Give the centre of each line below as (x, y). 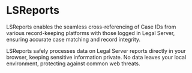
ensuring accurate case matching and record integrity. (73, 39)
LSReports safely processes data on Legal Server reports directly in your (96, 50)
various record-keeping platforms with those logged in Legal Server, (91, 33)
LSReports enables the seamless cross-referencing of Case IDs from (91, 27)
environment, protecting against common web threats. (73, 64)
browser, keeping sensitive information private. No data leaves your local (96, 57)
